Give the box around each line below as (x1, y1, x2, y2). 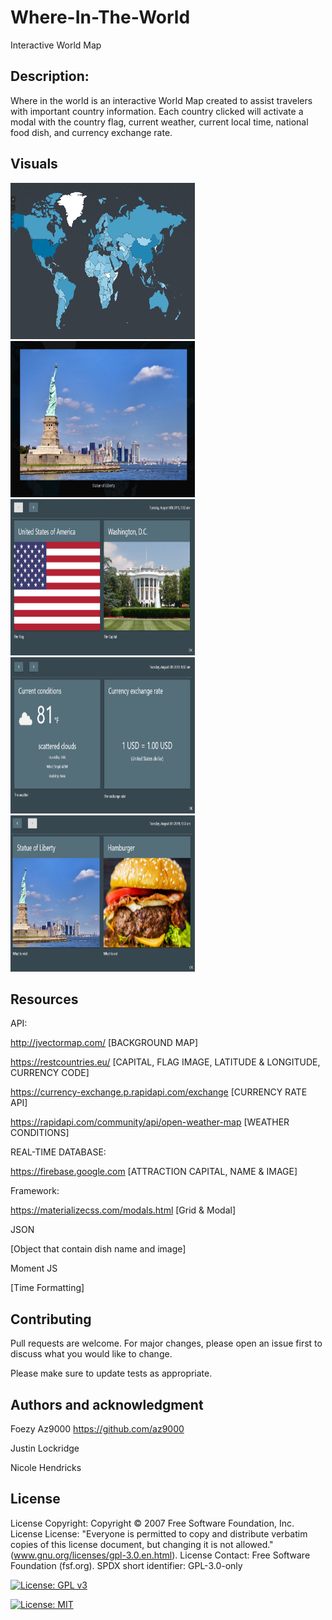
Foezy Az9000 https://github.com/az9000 (10, 1423, 185, 1435)
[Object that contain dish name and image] (10, 1243, 187, 1255)
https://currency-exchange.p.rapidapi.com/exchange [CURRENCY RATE (10, 1086, 308, 1098)
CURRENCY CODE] (10, 1067, 90, 1079)
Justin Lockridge (10, 1442, 80, 1454)
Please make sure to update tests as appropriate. (10, 1367, 213, 1380)
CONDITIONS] (10, 1127, 70, 1139)
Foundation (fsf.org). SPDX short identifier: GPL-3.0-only (10, 1559, 243, 1571)
